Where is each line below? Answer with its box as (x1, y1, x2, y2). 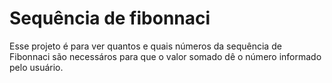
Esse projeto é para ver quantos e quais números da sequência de (9, 40, 282, 52)
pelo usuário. (9, 61, 64, 73)
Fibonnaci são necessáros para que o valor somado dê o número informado (9, 50, 322, 62)
